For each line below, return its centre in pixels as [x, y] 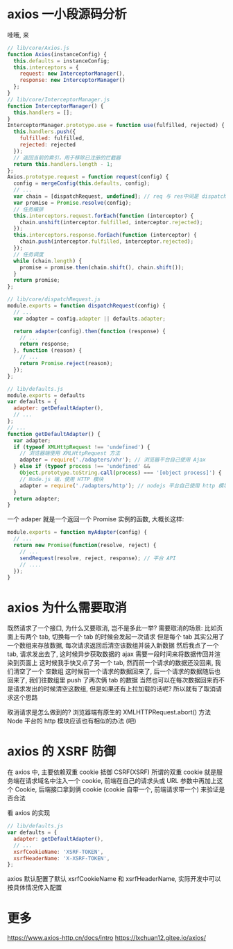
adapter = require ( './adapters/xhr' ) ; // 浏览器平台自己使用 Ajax [113, 460]
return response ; [45, 344]
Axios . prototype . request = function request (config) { [88, 177]
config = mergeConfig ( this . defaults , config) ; [82, 184]
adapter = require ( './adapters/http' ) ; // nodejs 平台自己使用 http [118, 486]
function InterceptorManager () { [55, 106]
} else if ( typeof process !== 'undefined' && [82, 467]
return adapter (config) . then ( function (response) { [90, 331]
